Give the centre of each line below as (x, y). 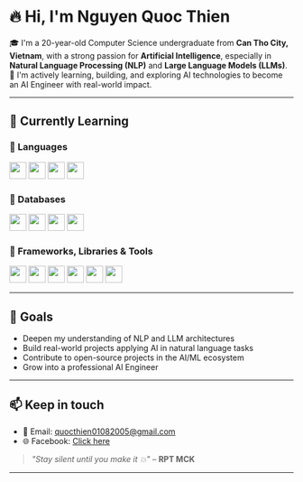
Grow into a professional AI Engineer (90, 367)
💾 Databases (37, 199)
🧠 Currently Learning (69, 121)
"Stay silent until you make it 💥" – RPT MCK (113, 459)
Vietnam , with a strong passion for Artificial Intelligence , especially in (141, 55)
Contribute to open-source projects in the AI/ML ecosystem (133, 357)
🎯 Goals (32, 316)
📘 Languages (38, 147)
